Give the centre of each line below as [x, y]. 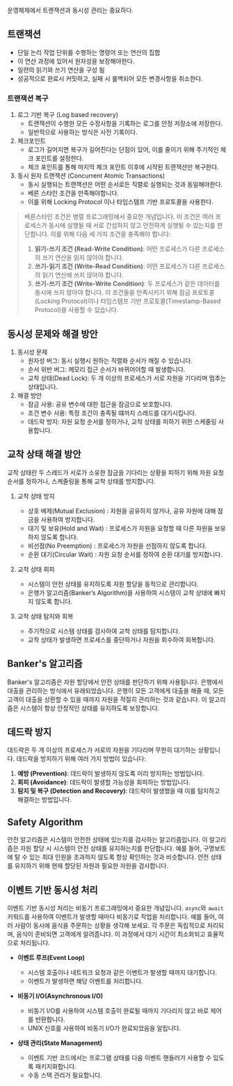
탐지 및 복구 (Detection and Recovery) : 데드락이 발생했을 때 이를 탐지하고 [119, 791]
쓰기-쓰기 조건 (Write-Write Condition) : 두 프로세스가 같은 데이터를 [127, 284]
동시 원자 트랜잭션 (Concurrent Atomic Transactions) [91, 176]
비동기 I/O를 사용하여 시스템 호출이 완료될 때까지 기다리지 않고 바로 [118, 1010]
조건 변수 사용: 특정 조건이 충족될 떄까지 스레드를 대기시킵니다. [112, 412]
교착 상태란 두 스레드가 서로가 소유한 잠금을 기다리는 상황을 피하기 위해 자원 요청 [116, 472]
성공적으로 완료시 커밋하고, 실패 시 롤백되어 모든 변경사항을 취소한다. [110, 78]
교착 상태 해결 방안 [44, 455]
